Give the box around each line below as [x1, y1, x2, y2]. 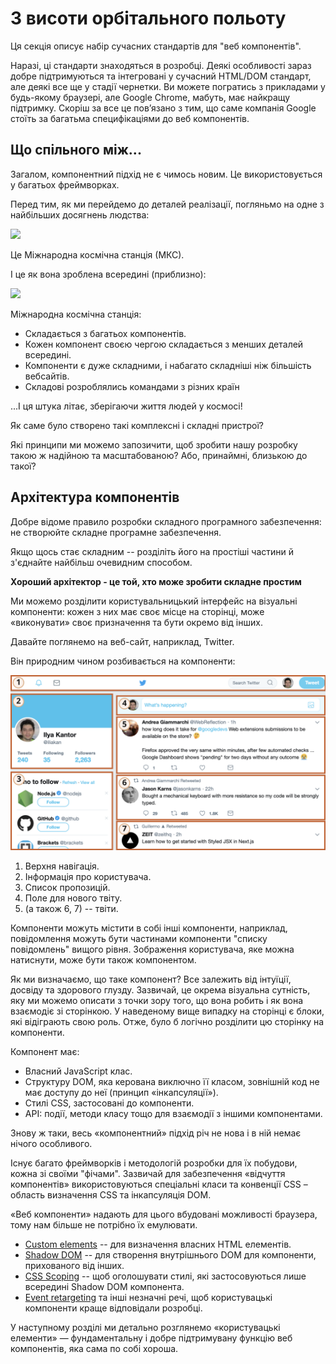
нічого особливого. [10, 1138, 93, 1150]
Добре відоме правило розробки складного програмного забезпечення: [10, 515, 322, 527]
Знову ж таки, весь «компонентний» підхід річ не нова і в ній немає [10, 1127, 302, 1139]
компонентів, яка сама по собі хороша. [10, 1343, 179, 1355]
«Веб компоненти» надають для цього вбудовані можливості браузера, [10, 1208, 318, 1221]
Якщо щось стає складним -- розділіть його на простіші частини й [10, 545, 295, 557]
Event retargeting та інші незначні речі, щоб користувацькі [24, 1292, 273, 1304]
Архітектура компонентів [10, 489, 180, 506]
